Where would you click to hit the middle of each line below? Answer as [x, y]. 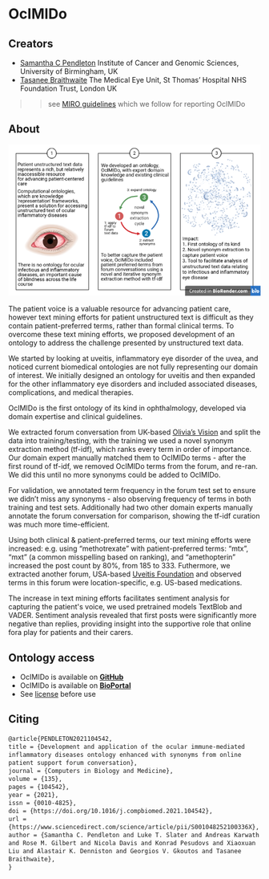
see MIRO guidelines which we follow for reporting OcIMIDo [147, 104]
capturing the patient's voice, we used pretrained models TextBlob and [125, 607]
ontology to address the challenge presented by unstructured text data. [126, 343]
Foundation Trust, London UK [68, 88]
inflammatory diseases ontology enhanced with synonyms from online [125, 755]
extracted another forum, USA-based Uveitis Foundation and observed [125, 574]
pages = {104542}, [39, 787]
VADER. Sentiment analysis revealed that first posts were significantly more [132, 616]
